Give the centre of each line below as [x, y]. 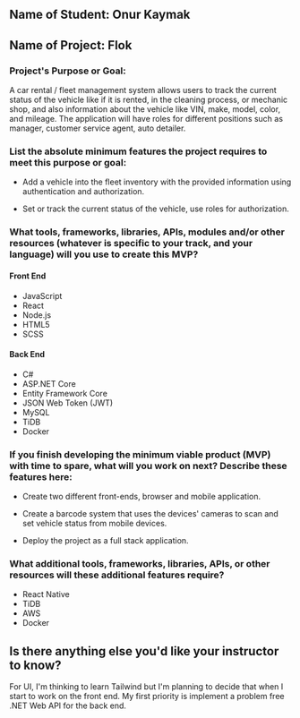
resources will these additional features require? [117, 575]
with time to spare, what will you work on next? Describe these [149, 466]
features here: [41, 476]
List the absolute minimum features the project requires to [138, 151]
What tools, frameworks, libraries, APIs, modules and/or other [147, 232]
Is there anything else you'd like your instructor [144, 651]
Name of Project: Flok [71, 45]
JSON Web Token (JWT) [68, 403]
